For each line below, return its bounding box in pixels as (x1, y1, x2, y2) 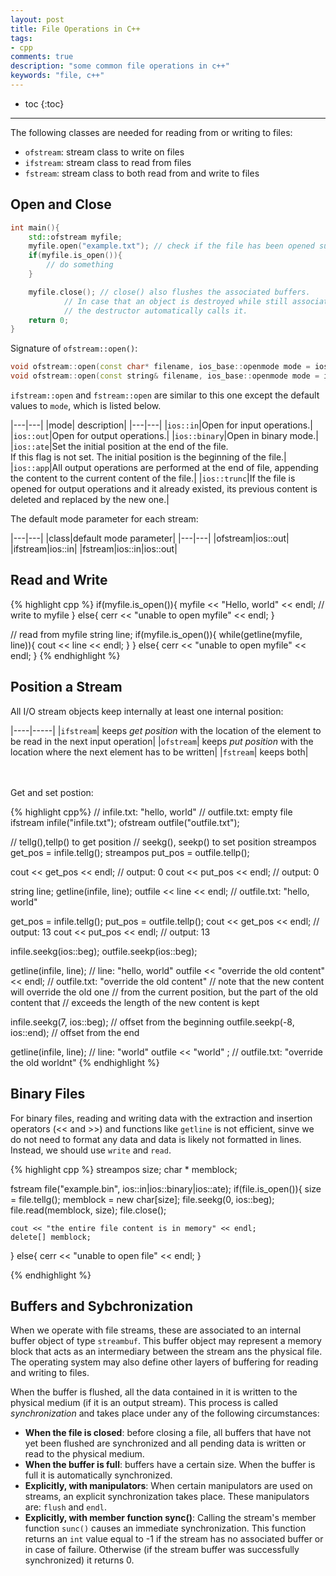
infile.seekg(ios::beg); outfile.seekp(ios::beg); (10, 945, 198, 957)
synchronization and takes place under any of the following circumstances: (10, 1407, 320, 1420)
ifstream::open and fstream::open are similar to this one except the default (10, 389, 320, 401)
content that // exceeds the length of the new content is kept (10, 996, 260, 1008)
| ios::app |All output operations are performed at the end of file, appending (10, 462, 319, 474)
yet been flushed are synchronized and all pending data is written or (24, 1437, 307, 1450)
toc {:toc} (24, 97, 65, 110)
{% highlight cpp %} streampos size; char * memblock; (10, 1163, 238, 1175)
